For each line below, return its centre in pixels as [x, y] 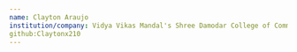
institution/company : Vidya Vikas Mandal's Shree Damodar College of [140, 26]
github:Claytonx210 [45, 33]
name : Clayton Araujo [49, 17]
